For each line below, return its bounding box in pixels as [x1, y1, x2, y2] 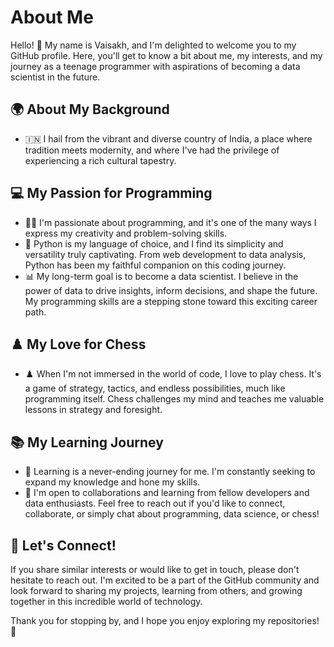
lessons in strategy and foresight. [24, 404, 163, 416]
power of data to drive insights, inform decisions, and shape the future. [24, 284, 318, 296]
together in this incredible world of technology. [10, 596, 203, 607]
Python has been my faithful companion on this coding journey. [24, 259, 287, 271]
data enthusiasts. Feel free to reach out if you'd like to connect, [24, 497, 286, 510]
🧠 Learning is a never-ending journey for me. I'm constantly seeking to [24, 466, 316, 478]
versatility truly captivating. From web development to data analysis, [24, 248, 307, 260]
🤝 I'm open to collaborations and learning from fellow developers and [24, 487, 310, 499]
